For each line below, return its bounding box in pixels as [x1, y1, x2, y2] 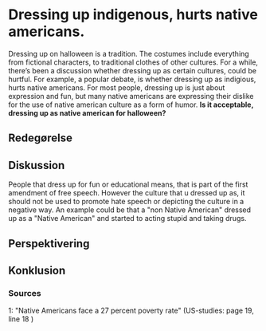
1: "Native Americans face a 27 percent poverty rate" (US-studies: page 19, [8, 305, 255, 316]
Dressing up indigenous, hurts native [8, 6, 259, 24]
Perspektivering [8, 237, 90, 250]
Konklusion [8, 263, 66, 277]
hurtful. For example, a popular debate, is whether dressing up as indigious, [8, 74, 256, 84]
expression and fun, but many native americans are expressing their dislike [8, 91, 254, 100]
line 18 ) [8, 314, 34, 324]
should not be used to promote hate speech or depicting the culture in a [8, 197, 244, 207]
